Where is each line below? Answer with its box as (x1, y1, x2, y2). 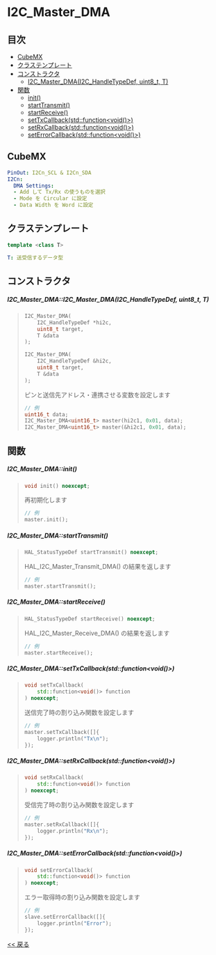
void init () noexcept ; (24, 482, 90, 489)
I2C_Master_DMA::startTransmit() (7, 531, 109, 540)
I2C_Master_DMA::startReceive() (7, 597, 106, 606)
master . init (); (24, 517, 69, 524)
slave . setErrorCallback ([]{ (24, 914, 106, 921)
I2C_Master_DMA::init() (7, 465, 78, 473)
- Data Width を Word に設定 (13, 201, 94, 209)
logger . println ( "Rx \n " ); (37, 827, 109, 834)
